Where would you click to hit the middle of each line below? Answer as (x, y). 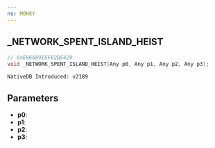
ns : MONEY (21, 14)
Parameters (33, 98)
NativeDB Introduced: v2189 (48, 77)
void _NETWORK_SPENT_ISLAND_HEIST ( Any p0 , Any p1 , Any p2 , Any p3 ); (108, 64)
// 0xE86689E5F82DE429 (40, 58)
